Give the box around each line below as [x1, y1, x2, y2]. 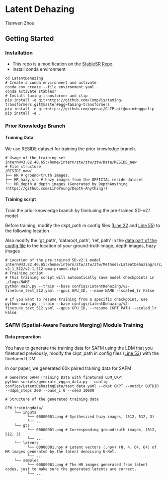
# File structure [5, 164, 41, 169]
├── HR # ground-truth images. [5, 173, 70, 178]
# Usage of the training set [5, 155, 66, 160]
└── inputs [14, 410, 37, 415]
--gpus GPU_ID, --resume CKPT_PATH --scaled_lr [56, 305, 157, 310]
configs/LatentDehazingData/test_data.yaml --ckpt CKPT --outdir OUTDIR [5, 384, 159, 389]
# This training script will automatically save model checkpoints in [5, 275, 155, 280]
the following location [5, 228, 50, 234]
